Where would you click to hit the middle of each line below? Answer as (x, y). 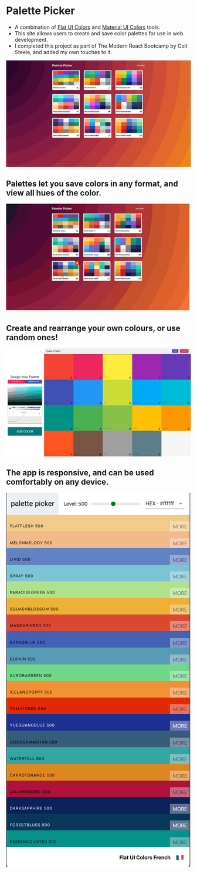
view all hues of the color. (54, 193)
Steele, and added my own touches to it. (63, 52)
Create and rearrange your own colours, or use (93, 328)
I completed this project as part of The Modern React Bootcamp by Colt (101, 46)
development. (31, 39)
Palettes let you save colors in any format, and (92, 184)
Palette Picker (40, 11)
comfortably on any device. (57, 482)
